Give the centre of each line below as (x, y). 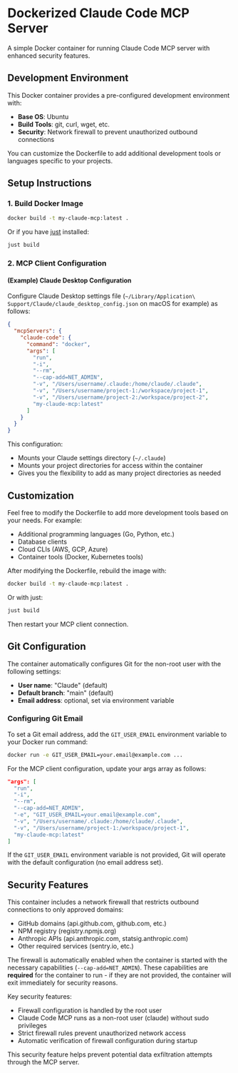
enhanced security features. (49, 56)
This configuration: (35, 444)
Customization (41, 495)
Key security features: (40, 997)
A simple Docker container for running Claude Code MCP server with (109, 48)
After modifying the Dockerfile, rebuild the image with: (87, 571)
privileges (32, 1026)
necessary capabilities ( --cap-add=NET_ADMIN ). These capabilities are (108, 967)
